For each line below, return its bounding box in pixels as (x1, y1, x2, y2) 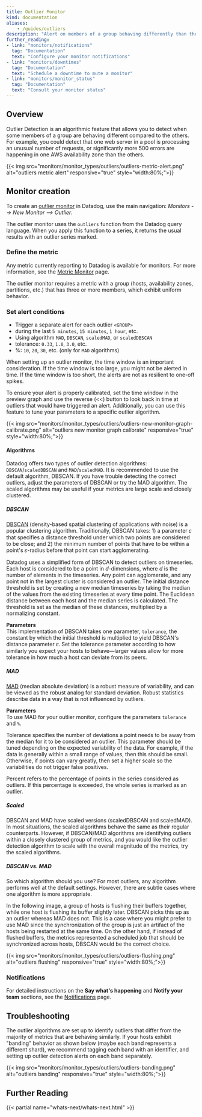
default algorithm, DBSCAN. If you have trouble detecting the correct (6, 473, 177, 480)
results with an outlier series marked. (6, 233, 98, 240)
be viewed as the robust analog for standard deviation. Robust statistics (6, 689, 184, 696)
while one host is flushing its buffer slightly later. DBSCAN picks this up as (6, 908, 189, 916)
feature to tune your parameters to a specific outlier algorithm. (6, 408, 161, 415)
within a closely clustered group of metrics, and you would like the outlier (6, 836, 188, 843)
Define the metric (6, 248, 58, 256)
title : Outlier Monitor (6, 8, 66, 15)
